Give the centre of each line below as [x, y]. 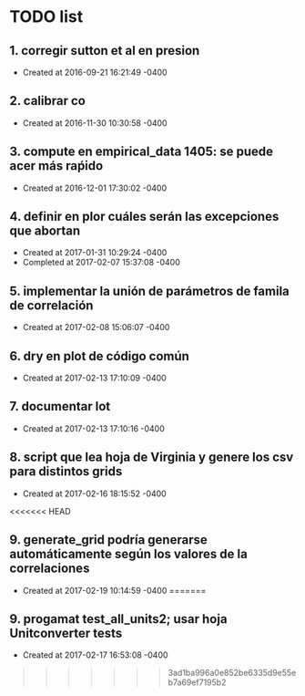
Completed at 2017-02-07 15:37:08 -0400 [101, 263]
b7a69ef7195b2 [197, 682]
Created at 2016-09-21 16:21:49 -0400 [95, 72]
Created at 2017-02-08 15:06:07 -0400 [96, 327]
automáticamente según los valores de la [128, 554]
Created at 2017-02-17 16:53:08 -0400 [95, 655]
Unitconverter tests [66, 633]
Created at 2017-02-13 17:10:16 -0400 [94, 428]
